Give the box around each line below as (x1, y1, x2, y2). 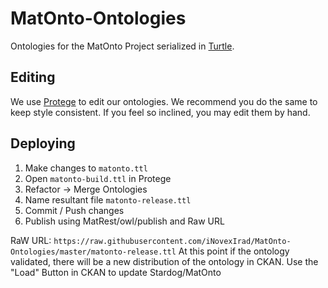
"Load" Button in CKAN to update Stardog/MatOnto (10, 266, 222, 278)
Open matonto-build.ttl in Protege (24, 172, 172, 184)
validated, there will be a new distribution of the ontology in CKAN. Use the (10, 255, 319, 267)
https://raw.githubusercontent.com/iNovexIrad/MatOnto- (53, 236, 292, 246)
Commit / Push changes (24, 204, 125, 216)
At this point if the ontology (178, 245, 290, 257)
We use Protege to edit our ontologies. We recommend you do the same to (10, 95, 318, 107)
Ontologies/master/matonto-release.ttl (10, 247, 177, 257)
